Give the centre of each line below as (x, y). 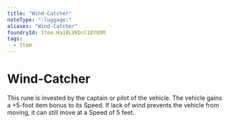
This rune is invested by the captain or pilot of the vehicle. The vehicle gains (115, 98)
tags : (15, 39)
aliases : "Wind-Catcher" (43, 26)
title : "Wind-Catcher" (39, 13)
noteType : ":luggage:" (39, 20)
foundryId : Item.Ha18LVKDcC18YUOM (57, 32)
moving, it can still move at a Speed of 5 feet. (71, 112)
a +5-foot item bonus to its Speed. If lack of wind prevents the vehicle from (113, 105)
